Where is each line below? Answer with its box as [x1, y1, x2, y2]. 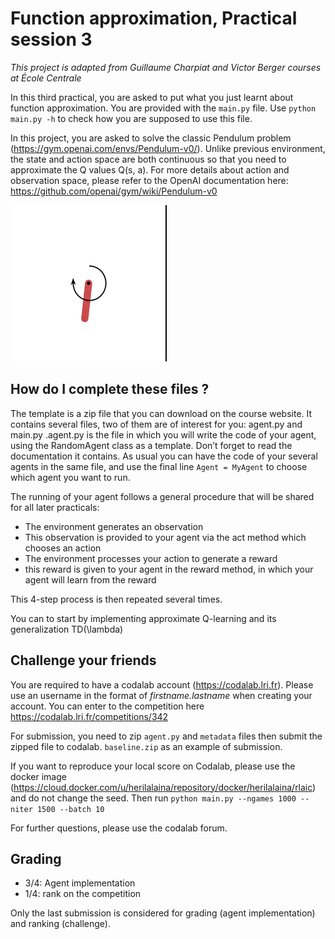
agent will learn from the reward [24, 573, 157, 586]
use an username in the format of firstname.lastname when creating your [10, 689, 313, 701]
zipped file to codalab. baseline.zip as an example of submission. [10, 740, 283, 752]
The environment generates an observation [24, 520, 204, 532]
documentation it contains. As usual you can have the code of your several [10, 450, 318, 462]
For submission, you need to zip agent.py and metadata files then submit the [10, 730, 323, 742]
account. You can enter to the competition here [10, 700, 205, 712]
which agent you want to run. [10, 471, 131, 483]
